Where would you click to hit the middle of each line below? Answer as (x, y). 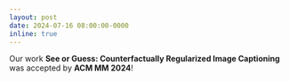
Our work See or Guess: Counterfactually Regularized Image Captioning (144, 59)
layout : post (33, 17)
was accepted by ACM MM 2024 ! (71, 68)
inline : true (33, 34)
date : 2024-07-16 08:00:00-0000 (69, 26)
